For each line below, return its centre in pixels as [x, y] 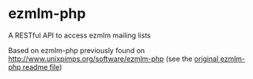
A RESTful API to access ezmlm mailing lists [80, 35]
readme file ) [42, 66]
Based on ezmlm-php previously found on [77, 50]
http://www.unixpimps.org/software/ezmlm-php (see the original [113, 59]
